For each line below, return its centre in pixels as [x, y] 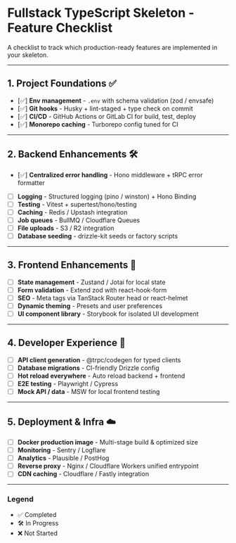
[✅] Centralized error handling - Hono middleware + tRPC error [110, 174]
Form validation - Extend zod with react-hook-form [92, 290]
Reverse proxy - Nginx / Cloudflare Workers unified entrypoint [108, 466]
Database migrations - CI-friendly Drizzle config [88, 368]
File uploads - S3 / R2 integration [66, 228]
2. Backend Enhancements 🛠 [73, 154]
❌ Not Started [38, 533]
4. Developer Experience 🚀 [66, 343]
